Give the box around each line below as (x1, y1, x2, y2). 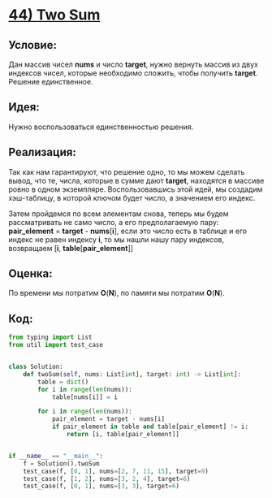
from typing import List (8, 333, 93, 342)
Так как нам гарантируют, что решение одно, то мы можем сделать (8, 167, 245, 176)
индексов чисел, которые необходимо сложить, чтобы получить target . (8, 68, 258, 78)
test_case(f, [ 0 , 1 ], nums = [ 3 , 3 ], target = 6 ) (23, 482, 180, 491)
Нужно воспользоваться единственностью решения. (8, 122, 194, 132)
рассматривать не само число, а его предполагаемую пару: (8, 217, 219, 227)
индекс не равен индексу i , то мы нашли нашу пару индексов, (8, 234, 225, 245)
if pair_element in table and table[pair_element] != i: (51, 422, 249, 431)
